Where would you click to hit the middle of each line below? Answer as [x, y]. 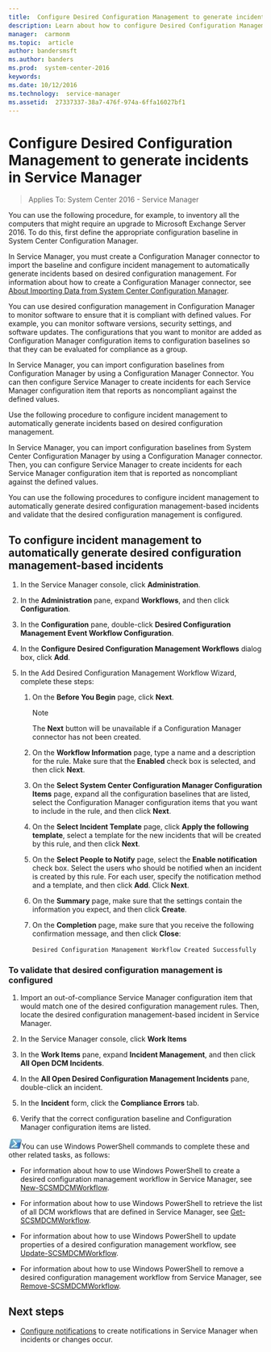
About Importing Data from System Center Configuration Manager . [119, 291]
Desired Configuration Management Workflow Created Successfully [144, 950]
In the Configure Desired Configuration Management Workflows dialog [141, 649]
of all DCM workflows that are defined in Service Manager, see [124, 1212]
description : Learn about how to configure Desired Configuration [122, 25]
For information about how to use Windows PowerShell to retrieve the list [141, 1204]
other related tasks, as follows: [59, 1155]
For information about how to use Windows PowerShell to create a [130, 1170]
